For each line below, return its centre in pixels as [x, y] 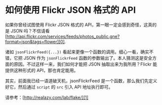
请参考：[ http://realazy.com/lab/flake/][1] [47, 97]
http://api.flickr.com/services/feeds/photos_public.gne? [63, 36]
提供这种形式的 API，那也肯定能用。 [42, 70]
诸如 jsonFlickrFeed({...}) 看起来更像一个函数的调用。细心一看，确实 [77, 52]
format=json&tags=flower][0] [35, 41]
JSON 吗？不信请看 [30, 31]
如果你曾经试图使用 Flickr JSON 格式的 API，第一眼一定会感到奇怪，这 [77, 25]
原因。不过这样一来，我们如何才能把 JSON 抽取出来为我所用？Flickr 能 [85, 64]
